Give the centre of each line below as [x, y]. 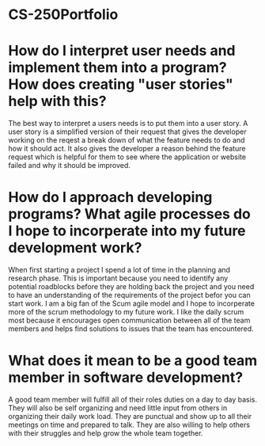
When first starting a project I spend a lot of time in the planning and [119, 270]
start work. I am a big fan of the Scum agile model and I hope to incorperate [132, 303]
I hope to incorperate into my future [127, 231]
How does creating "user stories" [121, 84]
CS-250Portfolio [63, 15]
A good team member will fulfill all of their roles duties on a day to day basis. [132, 399]
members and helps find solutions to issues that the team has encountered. [131, 329]
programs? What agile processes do [129, 214]
